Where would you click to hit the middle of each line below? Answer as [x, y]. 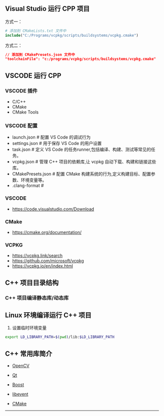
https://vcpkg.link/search [37, 255]
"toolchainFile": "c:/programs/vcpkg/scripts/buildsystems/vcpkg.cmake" [81, 59]
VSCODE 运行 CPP [33, 76]
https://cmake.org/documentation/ [47, 232]
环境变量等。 [34, 180]
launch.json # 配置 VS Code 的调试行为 [51, 137]
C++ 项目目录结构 [32, 283]
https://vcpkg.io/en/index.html [42, 266]
